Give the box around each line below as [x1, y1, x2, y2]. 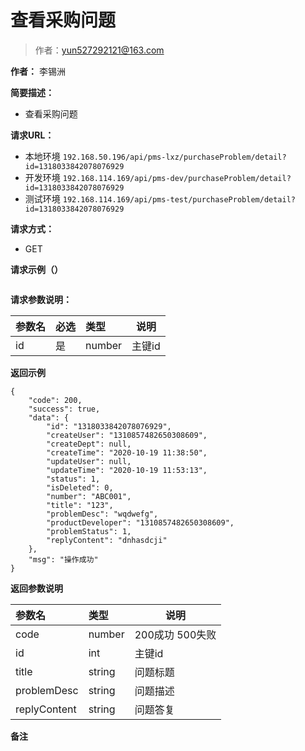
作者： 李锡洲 [10, 65, 66, 77]
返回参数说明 [10, 582, 63, 594]
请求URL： [10, 129, 55, 141]
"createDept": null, [46, 439, 132, 449]
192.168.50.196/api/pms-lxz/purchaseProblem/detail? [62, 152, 287, 162]
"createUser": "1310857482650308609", [46, 430, 208, 440]
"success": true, [28, 404, 101, 414]
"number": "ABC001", [46, 491, 132, 501]
